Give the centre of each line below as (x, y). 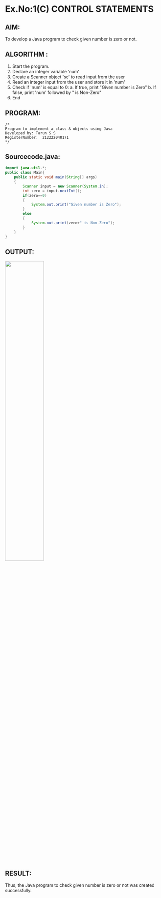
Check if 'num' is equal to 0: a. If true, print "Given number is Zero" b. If (84, 87)
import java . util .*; (26, 168)
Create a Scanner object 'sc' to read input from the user (69, 77)
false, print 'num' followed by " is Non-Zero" (57, 92)
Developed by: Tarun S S (30, 133)
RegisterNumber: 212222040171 (37, 137)
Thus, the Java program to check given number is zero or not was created (80, 885)
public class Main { (25, 173)
